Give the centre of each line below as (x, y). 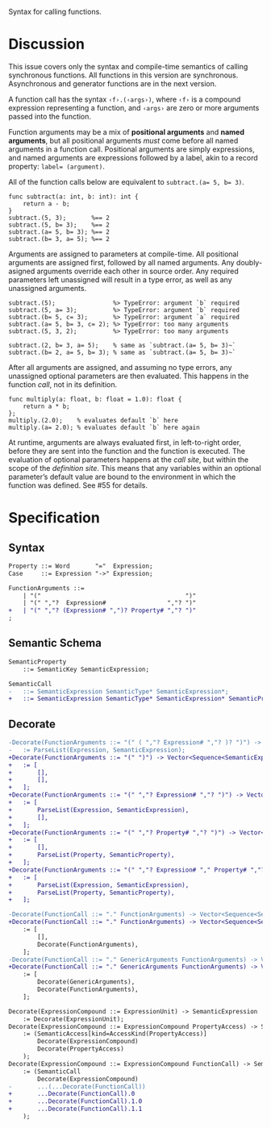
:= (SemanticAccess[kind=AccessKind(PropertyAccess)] (115, 1034)
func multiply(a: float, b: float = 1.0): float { (95, 399)
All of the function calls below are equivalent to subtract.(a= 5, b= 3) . (126, 181)
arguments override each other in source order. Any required (138, 271)
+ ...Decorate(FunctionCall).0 (72, 1094)
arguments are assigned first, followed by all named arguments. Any (122, 262)
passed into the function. (50, 116)
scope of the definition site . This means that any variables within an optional (135, 468)
